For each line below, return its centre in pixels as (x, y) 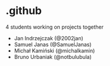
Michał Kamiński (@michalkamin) (54, 50)
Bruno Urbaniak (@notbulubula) (53, 57)
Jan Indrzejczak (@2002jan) (48, 38)
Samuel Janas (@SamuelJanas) (53, 44)
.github (24, 11)
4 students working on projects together (55, 27)
